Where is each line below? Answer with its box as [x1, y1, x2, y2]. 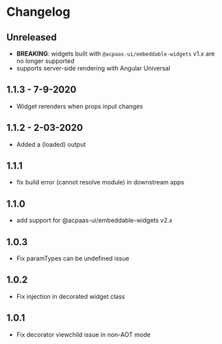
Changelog [6, 4, 71, 20]
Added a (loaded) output [16, 140, 86, 148]
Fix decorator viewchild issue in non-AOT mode [16, 330, 151, 339]
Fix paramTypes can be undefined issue [16, 254, 129, 262]
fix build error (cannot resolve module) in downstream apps [16, 178, 184, 186]
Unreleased [6, 32, 58, 43]
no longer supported [16, 57, 75, 65]
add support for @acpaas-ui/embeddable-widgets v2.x [16, 217, 173, 225]
